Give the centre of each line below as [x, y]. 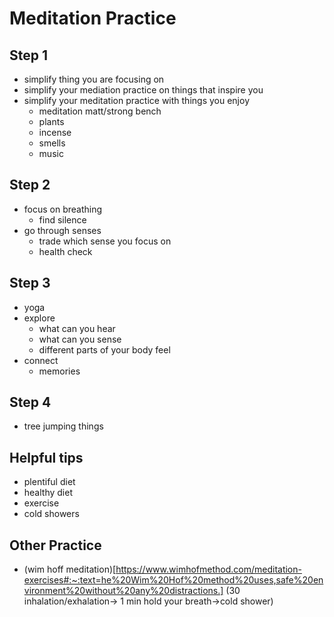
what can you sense [80, 339]
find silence [62, 219]
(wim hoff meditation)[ [70, 569]
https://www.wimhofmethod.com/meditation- [208, 569]
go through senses [62, 230]
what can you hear [77, 328]
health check [65, 251]
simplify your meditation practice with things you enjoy [136, 100]
